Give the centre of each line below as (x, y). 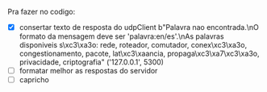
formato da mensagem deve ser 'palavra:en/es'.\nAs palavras (121, 36)
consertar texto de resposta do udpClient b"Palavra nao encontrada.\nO (139, 27)
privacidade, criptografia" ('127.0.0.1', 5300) (92, 62)
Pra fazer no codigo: (42, 12)
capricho (34, 80)
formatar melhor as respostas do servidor (88, 71)
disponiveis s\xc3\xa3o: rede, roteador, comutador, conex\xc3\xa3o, (133, 45)
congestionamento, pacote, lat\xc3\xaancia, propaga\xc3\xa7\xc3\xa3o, (139, 54)
